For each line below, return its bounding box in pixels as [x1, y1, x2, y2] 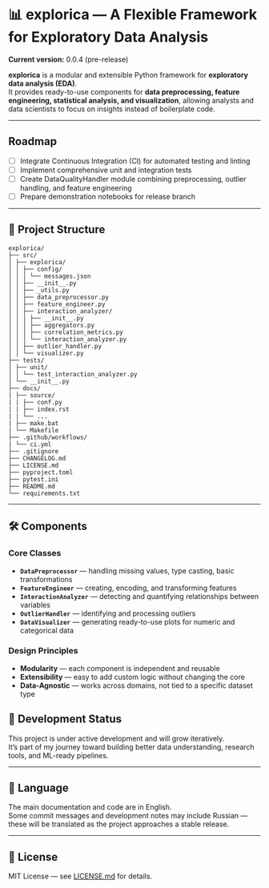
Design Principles [8, 645, 78, 657]
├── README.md [8, 482, 56, 490]
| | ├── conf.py [8, 398, 62, 406]
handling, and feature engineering [19, 183, 132, 192]
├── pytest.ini [8, 475, 59, 484]
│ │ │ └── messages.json [8, 272, 91, 280]
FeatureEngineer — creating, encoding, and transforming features [19, 583, 238, 593]
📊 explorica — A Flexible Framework [8, 6, 258, 24]
